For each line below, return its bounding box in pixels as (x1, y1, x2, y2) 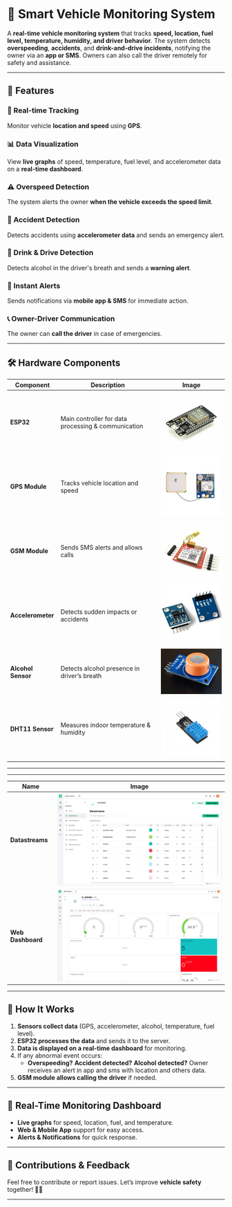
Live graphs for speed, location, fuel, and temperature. (17, 1118, 174, 1126)
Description (90, 380, 126, 389)
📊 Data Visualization (7, 139, 79, 149)
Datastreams (10, 836, 48, 844)
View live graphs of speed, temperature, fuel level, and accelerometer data (7, 157, 221, 165)
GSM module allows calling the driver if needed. (17, 1073, 157, 1081)
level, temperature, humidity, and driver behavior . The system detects (7, 36, 211, 44)
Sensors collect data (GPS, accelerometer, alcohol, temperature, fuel (17, 1022, 215, 1030)
